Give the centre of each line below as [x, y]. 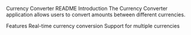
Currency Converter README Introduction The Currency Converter [87, 8]
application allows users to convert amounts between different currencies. [96, 15]
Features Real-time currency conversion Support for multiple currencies [93, 26]
